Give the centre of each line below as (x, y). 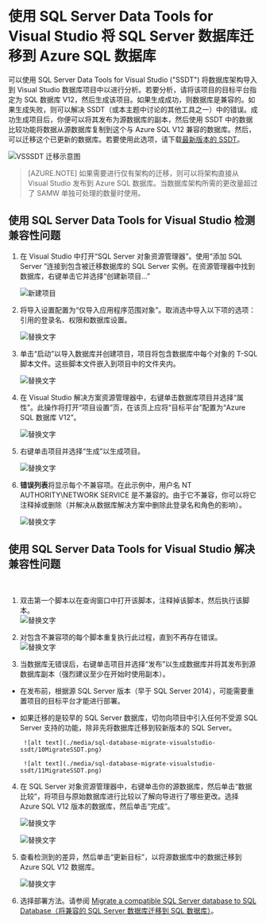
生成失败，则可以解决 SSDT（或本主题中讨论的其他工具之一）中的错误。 (133, 109)
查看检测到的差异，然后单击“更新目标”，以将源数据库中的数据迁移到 (131, 857)
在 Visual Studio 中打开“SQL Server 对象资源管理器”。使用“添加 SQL (131, 256)
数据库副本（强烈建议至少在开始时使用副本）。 (94, 674)
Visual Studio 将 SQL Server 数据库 (124, 36)
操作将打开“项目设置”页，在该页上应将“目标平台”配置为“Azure (145, 407)
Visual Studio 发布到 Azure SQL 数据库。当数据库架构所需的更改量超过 (143, 183)
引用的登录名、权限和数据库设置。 (75, 320)
